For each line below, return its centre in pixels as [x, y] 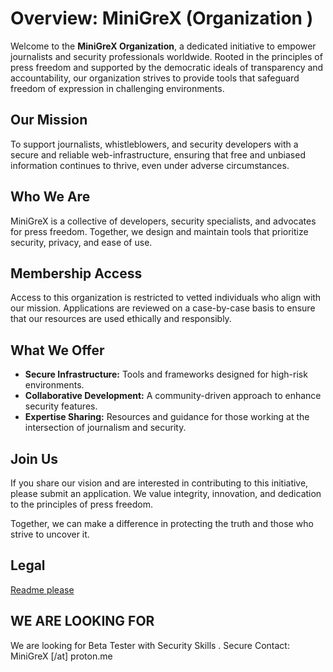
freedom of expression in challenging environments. [117, 88]
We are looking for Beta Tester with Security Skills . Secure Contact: [150, 645]
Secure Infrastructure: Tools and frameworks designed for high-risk [166, 374]
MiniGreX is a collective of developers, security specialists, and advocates [163, 221]
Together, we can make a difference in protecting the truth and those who [162, 523]
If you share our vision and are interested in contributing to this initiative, [159, 483]
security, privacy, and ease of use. [81, 242]
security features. [61, 406]
